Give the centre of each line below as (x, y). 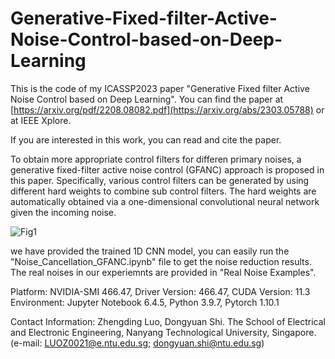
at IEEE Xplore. (41, 120)
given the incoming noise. (63, 212)
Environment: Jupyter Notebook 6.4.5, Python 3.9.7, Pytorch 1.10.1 (145, 302)
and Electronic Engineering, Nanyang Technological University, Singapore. (163, 332)
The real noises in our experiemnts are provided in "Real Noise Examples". (163, 272)
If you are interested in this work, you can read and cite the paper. (146, 139)
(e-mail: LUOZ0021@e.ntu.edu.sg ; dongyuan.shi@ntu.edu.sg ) (137, 343)
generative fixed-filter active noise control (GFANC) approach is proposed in (167, 169)
